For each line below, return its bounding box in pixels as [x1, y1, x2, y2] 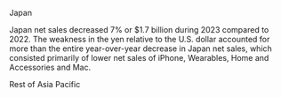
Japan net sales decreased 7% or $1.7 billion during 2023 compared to [9, 25, 269, 34]
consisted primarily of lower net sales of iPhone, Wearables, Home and [9, 53, 269, 63]
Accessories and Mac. [9, 62, 92, 72]
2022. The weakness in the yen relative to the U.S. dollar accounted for [9, 34, 270, 44]
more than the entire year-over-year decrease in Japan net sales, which [9, 43, 273, 54]
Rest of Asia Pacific [9, 79, 81, 89]
